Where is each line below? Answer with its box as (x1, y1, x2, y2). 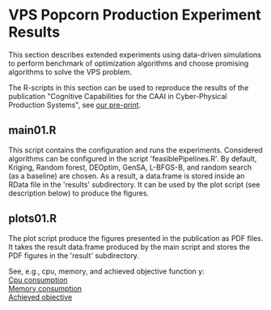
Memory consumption (8, 283, 83, 293)
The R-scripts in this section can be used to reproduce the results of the (8, 83, 249, 93)
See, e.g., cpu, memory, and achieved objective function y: (8, 266, 205, 276)
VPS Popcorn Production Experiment (8, 6, 261, 24)
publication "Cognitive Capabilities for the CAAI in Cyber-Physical (8, 91, 227, 101)
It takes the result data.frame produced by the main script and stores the (8, 242, 251, 252)
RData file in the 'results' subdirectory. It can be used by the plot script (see (8, 179, 260, 189)
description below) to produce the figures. (8, 188, 150, 198)
